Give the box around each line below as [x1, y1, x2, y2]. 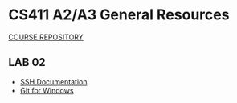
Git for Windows [19, 85, 74, 95]
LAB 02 [8, 56, 46, 69]
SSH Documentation [19, 76, 88, 86]
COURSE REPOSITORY [8, 32, 84, 42]
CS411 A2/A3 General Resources [8, 6, 230, 24]
